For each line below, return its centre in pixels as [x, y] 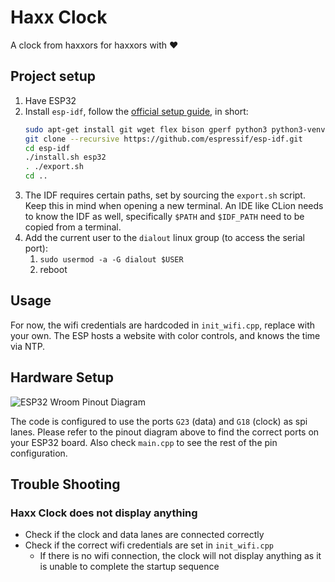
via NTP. [28, 346]
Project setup [53, 76]
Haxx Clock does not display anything [104, 513]
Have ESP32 [50, 100]
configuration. [39, 453]
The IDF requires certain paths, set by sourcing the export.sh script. [165, 195]
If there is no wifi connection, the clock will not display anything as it [180, 556]
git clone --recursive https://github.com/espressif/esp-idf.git [163, 139]
